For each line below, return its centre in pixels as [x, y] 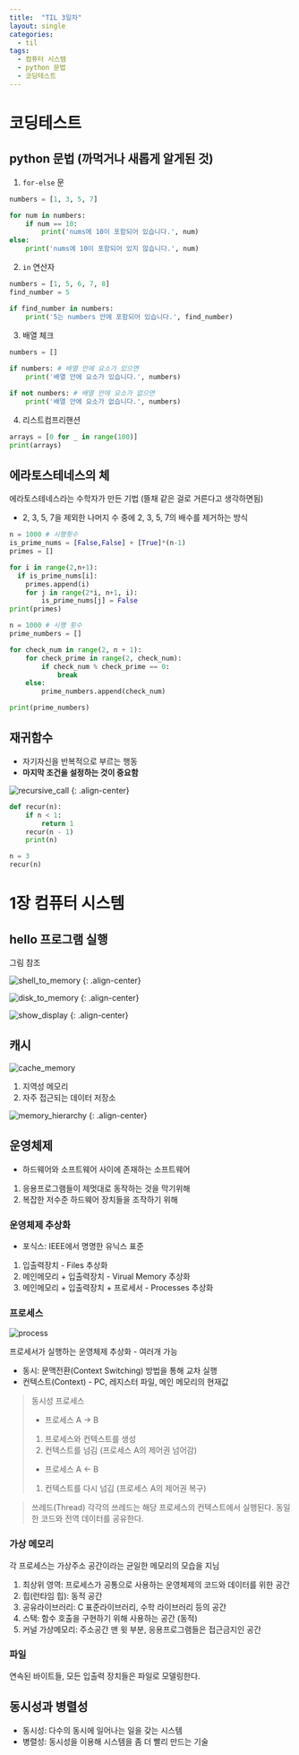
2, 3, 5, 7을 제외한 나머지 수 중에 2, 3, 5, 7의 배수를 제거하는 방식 [135, 517]
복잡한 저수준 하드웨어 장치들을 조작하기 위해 [100, 1199]
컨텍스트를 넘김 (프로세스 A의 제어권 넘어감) [120, 1450]
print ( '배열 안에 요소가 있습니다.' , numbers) [103, 378]
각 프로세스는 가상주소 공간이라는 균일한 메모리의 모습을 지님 [115, 1565]
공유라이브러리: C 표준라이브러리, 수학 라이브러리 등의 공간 [124, 1607]
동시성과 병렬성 [49, 1707]
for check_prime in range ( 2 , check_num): [103, 658]
